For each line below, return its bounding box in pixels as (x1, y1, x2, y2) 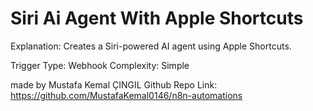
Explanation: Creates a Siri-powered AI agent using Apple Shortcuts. (10, 40, 292, 52)
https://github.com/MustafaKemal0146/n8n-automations (10, 89, 243, 101)
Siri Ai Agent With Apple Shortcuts (10, 7, 304, 30)
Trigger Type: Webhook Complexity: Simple (10, 59, 190, 71)
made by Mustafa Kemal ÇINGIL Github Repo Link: (10, 78, 218, 91)
